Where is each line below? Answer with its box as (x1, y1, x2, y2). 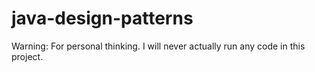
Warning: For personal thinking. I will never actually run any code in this (11, 40, 306, 52)
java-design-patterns (11, 7, 194, 30)
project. (11, 50, 44, 62)
